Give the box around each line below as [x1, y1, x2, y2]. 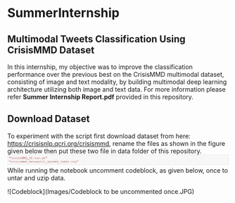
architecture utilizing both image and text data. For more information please [7, 85, 227, 93]
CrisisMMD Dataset [7, 44, 95, 56]
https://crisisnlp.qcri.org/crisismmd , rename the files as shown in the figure [7, 139, 226, 147]
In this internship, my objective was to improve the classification [7, 63, 193, 71]
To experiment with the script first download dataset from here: [7, 132, 191, 140]
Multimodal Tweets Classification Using [7, 33, 186, 45]
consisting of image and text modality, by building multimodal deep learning [7, 78, 227, 86]
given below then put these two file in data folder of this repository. [7, 147, 202, 155]
